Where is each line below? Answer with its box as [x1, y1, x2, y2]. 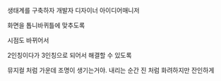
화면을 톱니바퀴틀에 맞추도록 [7, 21, 85, 30]
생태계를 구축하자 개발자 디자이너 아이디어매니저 [7, 6, 140, 14]
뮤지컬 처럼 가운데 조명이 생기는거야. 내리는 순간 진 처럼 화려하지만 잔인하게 [7, 66, 215, 74]
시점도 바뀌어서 [7, 36, 49, 44]
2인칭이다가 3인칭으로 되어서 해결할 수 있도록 [7, 51, 132, 59]
